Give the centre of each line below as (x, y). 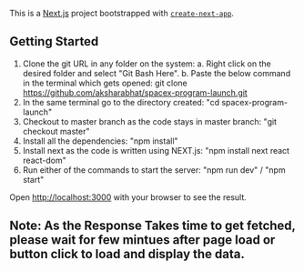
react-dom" (44, 160)
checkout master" (56, 131)
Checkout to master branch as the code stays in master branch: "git (150, 121)
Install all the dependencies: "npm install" (101, 141)
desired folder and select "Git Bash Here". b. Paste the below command (157, 73)
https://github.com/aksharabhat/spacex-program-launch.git (135, 92)
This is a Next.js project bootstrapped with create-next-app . (122, 13)
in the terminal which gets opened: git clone (105, 83)
